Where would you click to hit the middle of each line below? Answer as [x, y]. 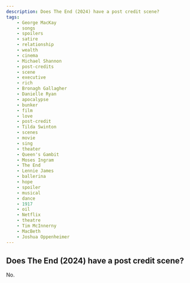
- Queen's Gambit [38, 154]
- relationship [35, 45]
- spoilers [30, 34]
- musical [29, 193]
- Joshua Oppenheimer [43, 237]
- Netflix [29, 215]
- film [25, 110]
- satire [27, 39]
